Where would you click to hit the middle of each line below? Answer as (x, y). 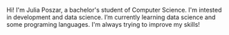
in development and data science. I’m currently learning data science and (111, 17)
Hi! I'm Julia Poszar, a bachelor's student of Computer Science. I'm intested (114, 10)
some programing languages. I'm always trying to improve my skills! (103, 24)
